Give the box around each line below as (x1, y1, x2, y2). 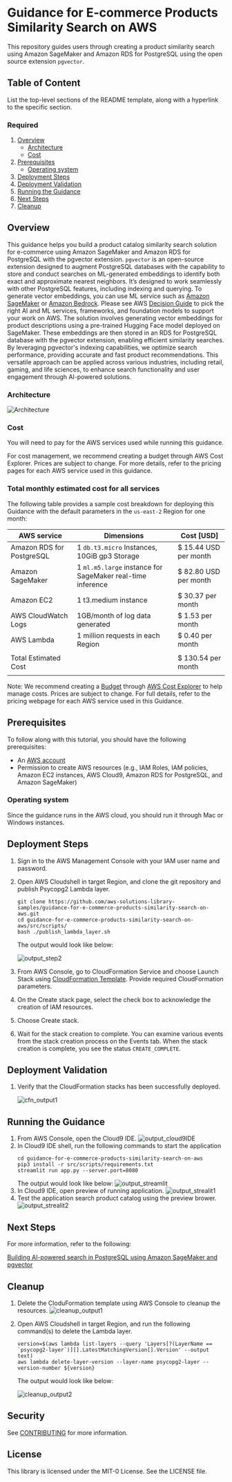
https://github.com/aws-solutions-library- (48, 898, 175, 905)
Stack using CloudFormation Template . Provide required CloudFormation (17, 974, 224, 983)
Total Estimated (10, 653, 61, 663)
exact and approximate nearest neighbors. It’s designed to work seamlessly (7, 277, 222, 285)
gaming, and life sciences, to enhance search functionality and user (7, 365, 200, 373)
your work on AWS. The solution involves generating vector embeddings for (7, 313, 223, 322)
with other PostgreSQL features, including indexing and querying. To (7, 284, 202, 293)
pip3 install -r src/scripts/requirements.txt (17, 1161, 154, 1168)
